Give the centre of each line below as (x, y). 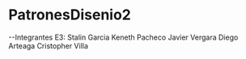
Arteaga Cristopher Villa (49, 45)
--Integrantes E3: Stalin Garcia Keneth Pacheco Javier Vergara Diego (123, 37)
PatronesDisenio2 (70, 15)
